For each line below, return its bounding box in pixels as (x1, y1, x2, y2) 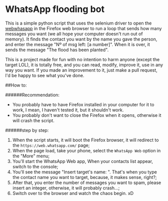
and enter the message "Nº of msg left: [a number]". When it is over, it (5, 41, 150, 47)
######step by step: (5, 127, 49, 133)
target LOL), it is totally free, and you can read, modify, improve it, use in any (5, 62, 163, 68)
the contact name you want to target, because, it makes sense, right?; (12, 174, 157, 180)
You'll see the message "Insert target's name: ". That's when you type (12, 169, 157, 175)
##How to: (5, 82, 27, 88)
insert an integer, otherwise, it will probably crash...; (12, 184, 120, 191)
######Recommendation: (5, 92, 60, 98)
